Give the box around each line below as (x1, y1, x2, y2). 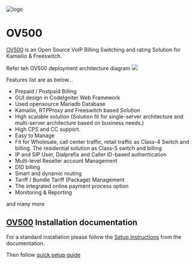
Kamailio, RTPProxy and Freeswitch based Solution (14, 106, 141, 114)
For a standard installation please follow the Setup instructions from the (6, 233, 182, 240)
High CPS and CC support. (14, 125, 81, 133)
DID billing (14, 164, 41, 171)
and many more (6, 200, 45, 208)
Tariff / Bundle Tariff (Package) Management (14, 176, 125, 183)
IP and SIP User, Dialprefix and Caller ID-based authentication (14, 150, 167, 158)
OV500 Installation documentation (6, 218, 138, 228)
